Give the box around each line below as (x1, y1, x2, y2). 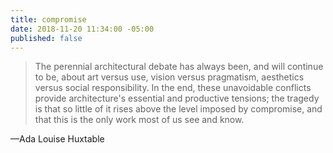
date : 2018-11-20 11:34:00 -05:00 (10, 24, 155, 34)
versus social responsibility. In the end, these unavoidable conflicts (34, 82, 312, 94)
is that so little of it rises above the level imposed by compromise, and (34, 103, 323, 115)
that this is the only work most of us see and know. (34, 114, 245, 126)
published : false (10, 33, 83, 43)
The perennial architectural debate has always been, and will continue (34, 61, 324, 73)
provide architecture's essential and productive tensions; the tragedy (34, 92, 320, 105)
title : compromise (10, 14, 87, 25)
